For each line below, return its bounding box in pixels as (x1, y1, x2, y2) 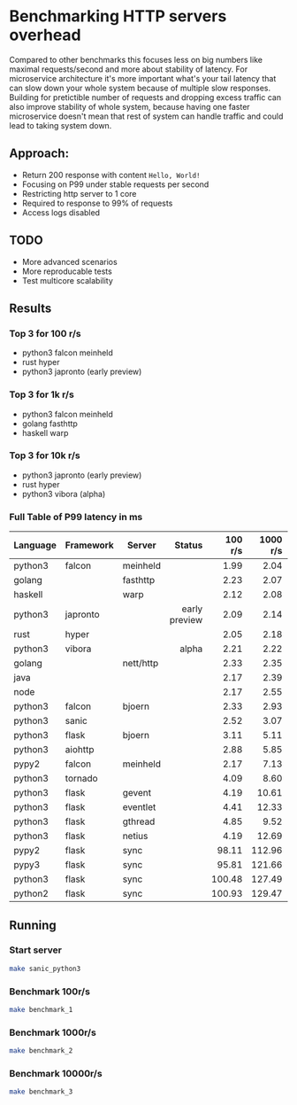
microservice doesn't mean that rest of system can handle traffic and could (9, 111, 284, 121)
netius (122, 830, 148, 843)
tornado (65, 773, 99, 785)
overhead (9, 25, 81, 45)
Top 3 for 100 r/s (9, 327, 81, 339)
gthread (122, 815, 156, 828)
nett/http (122, 658, 159, 670)
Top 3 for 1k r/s (9, 388, 75, 401)
